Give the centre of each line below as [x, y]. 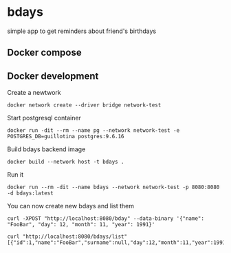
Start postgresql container [44, 118]
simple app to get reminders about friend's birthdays [82, 31]
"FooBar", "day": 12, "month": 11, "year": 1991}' [81, 225]
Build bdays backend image [46, 149]
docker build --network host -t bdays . [66, 162]
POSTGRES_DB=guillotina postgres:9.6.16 [66, 137]
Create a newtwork [34, 93]
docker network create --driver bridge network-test [84, 105]
